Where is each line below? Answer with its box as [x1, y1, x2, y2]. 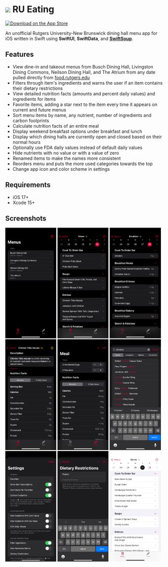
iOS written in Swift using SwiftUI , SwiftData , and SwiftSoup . [5, 35, 133, 42]
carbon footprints [12, 118, 50, 124]
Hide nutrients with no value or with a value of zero [12, 149, 119, 156]
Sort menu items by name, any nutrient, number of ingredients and [12, 112, 152, 118]
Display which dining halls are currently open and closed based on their [12, 133, 162, 140]
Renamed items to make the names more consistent [12, 155, 121, 161]
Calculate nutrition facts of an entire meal [12, 123, 99, 129]
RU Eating [12, 4, 55, 15]
